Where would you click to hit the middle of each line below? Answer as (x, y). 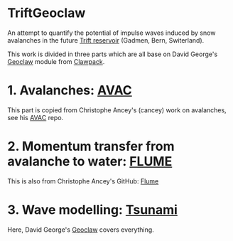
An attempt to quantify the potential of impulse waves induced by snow (112, 33)
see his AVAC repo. (36, 117)
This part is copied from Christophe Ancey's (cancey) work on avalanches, (117, 110)
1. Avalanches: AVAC (70, 91)
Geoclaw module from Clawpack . (56, 61)
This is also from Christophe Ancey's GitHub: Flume (83, 181)
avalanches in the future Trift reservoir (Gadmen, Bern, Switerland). (106, 40)
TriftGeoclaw (47, 13)
